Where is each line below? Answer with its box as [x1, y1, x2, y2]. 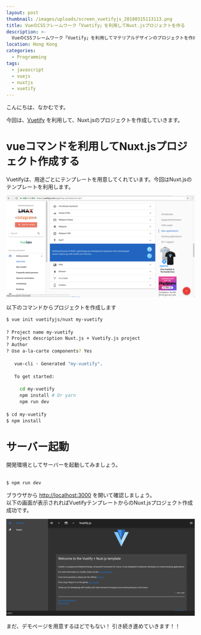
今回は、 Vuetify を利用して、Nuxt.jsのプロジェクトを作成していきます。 [6, 117, 184, 124]
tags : [6, 60, 20, 66]
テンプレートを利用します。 [6, 183, 74, 190]
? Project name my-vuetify [6, 329, 74, 335]
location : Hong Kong [6, 41, 58, 47]
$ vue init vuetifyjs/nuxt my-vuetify [6, 316, 103, 323]
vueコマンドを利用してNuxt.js [6, 140, 157, 153]
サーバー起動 [6, 440, 69, 454]
